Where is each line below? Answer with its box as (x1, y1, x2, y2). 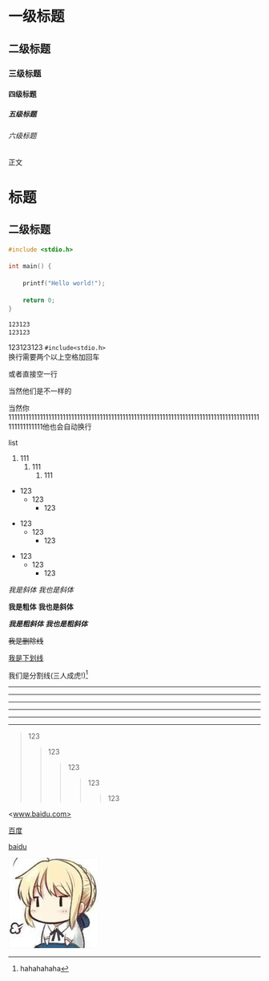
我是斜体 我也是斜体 (8, 584, 74, 594)
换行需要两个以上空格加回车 (8, 352, 100, 361)
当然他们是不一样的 (8, 386, 72, 396)
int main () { (8, 263, 52, 271)
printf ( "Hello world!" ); (22, 279, 106, 287)
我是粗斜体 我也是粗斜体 (8, 619, 88, 629)
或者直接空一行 (8, 368, 58, 378)
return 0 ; (22, 296, 56, 304)
